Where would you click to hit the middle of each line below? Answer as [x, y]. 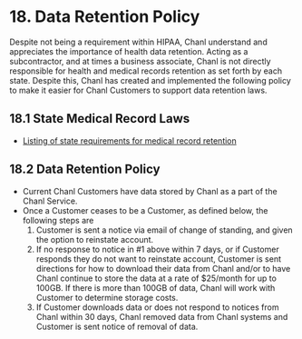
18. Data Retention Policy [105, 17]
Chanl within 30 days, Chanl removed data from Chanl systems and [162, 316]
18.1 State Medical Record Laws [100, 119]
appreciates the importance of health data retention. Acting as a [129, 51]
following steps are [58, 220]
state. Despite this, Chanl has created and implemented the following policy [151, 80]
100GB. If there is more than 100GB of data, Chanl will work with [156, 287]
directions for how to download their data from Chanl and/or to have [163, 268]
